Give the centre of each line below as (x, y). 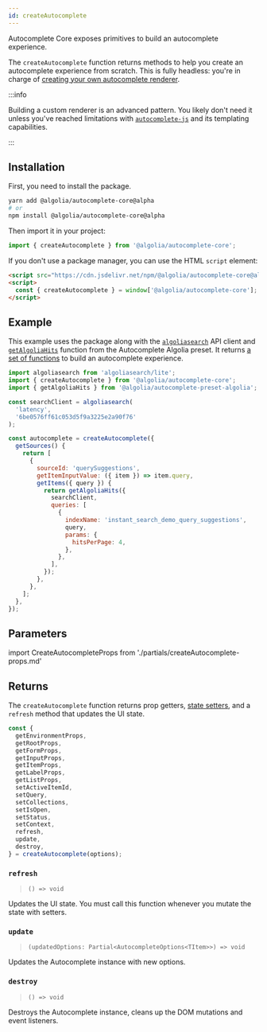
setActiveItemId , (44, 788)
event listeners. (33, 1020)
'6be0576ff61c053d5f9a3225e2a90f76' (76, 417)
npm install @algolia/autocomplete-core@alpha (87, 216)
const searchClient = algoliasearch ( (71, 402)
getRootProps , (39, 743)
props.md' (25, 661)
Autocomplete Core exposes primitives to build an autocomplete (113, 38)
